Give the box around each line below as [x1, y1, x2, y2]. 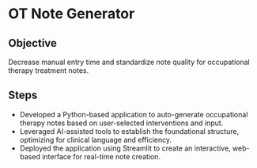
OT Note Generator [8, 5, 135, 23]
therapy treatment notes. [8, 66, 89, 75]
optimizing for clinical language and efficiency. [19, 135, 172, 144]
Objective [8, 36, 58, 50]
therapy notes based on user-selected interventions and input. [19, 118, 224, 128]
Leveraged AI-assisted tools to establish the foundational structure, [19, 126, 240, 136]
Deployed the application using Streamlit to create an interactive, [19, 143, 231, 153]
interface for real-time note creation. [42, 151, 161, 161]
